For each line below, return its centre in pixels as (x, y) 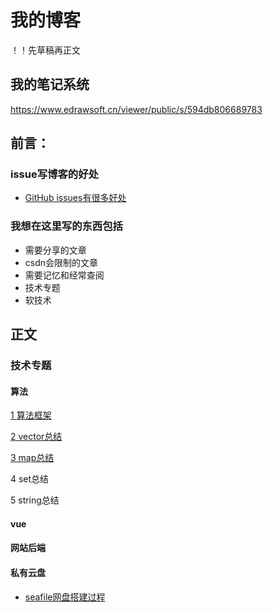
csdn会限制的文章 (61, 262)
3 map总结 (32, 458)
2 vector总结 (36, 437)
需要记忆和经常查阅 (64, 275)
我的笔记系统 (50, 84)
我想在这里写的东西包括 (66, 226)
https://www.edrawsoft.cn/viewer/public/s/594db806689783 (136, 109)
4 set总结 (30, 479)
